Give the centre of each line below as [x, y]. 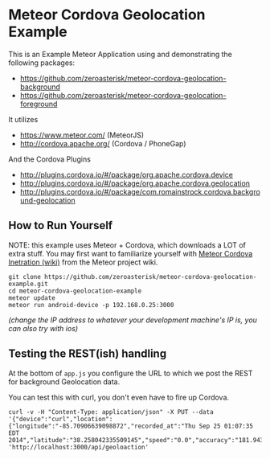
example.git [28, 284]
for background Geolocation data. [64, 381]
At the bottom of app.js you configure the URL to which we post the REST [131, 373]
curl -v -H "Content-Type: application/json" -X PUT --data [111, 412]
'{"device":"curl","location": [61, 419]
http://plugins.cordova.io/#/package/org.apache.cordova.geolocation [135, 183]
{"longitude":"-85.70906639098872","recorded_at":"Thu [102, 426]
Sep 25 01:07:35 [226, 426]
